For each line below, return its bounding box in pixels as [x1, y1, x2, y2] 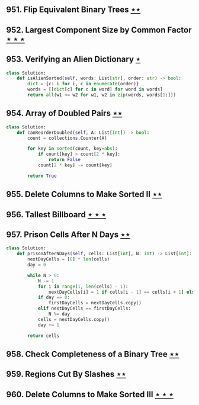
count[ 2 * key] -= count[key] [37, 162, 113, 168]
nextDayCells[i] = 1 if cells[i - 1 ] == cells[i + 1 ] [48, 289, 184, 295]
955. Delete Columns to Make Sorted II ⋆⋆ [6, 189, 162, 200]
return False [48, 157, 81, 163]
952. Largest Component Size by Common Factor [6, 25, 192, 35]
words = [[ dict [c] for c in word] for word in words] [27, 86, 163, 92]
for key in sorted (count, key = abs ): [27, 146, 118, 152]
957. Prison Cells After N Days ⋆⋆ [6, 229, 130, 239]
